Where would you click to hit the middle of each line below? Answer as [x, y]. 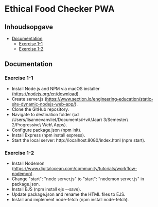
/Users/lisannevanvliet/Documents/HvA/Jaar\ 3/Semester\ [70, 120]
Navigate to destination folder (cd [45, 114]
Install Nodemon [28, 163]
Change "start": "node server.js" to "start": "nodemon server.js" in [78, 179]
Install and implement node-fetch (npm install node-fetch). [70, 199]
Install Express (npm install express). [48, 135]
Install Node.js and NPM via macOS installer [56, 88]
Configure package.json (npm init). [46, 130]
